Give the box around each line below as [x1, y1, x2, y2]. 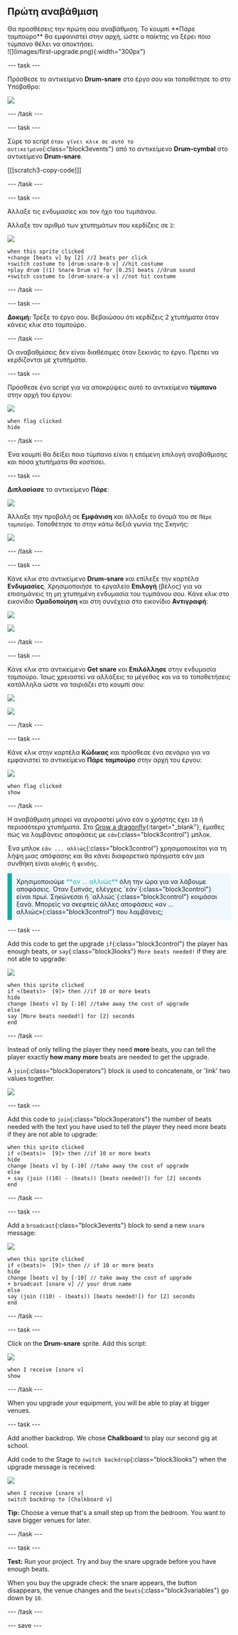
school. [7, 1441, 29, 1450]
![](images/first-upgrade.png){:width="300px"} [7, 47, 146, 55]
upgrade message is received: [7, 1462, 96, 1471]
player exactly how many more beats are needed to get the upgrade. [7, 1052, 210, 1061]
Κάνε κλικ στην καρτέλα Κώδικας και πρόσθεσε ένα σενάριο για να [7, 748, 210, 756]
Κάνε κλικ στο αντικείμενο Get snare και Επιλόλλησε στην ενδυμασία [7, 664, 217, 674]
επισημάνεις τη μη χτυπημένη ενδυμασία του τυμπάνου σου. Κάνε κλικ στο [7, 589, 229, 598]
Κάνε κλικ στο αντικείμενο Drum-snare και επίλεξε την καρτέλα [7, 574, 199, 583]
